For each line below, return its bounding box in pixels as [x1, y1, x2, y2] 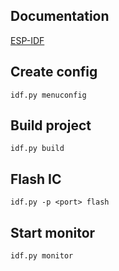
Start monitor [10, 224, 96, 241]
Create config [10, 64, 98, 81]
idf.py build [10, 144, 65, 154]
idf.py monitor [10, 251, 74, 261]
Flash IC [10, 170, 62, 188]
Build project [10, 117, 92, 134]
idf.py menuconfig [10, 90, 87, 100]
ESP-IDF [10, 34, 45, 46]
